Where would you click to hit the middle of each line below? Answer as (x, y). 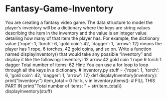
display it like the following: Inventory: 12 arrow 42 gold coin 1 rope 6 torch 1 (83, 59)
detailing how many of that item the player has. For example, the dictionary (82, 38)
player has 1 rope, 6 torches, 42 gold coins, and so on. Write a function (78, 49)
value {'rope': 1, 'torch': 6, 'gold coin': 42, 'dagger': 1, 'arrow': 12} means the (83, 43)
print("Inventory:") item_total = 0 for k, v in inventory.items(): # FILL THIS (80, 81)
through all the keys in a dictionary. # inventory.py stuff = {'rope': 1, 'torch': (82, 70)
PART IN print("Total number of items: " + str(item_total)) (63, 86)
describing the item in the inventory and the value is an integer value (76, 33)
